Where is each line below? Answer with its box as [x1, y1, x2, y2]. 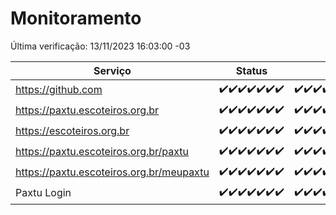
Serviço [93, 63, 132, 77]
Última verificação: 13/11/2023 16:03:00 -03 [10, 40, 191, 52]
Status [235, 63, 268, 77]
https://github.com [15, 83, 103, 97]
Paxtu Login [15, 186, 72, 200]
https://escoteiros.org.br [15, 124, 130, 138]
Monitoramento [10, 7, 142, 30]
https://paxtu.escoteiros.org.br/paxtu [15, 145, 190, 159]
